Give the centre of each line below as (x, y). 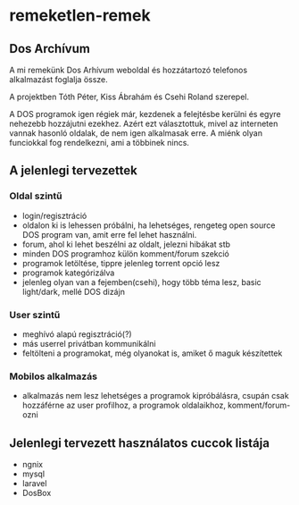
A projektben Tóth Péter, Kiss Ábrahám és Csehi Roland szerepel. (129, 97)
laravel (34, 484)
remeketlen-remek (80, 16)
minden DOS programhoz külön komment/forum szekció (125, 253)
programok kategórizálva (68, 273)
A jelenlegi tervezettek (74, 171)
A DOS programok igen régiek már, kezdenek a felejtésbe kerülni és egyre (145, 114)
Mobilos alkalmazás (54, 376)
